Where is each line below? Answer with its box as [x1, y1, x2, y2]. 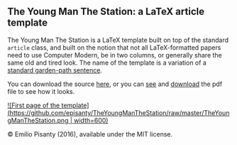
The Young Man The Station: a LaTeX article [7, 6, 204, 18]
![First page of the [7, 101, 60, 109]
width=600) [74, 116, 109, 124]
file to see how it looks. [7, 87, 75, 95]
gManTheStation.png [7, 116, 69, 124]
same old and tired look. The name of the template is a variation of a [7, 58, 207, 67]
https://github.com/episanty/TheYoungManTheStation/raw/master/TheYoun [9, 108, 230, 117]
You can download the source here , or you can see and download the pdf [7, 80, 223, 88]
